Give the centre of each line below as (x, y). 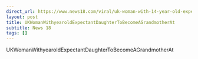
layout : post (22, 17)
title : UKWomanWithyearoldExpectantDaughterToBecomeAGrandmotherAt (91, 22)
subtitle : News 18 (29, 28)
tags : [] (17, 33)
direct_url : (21, 11)
